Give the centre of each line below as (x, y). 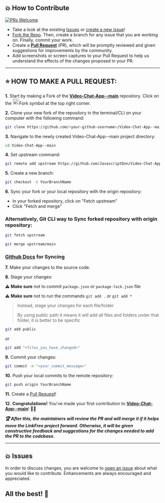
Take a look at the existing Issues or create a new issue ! (69, 30)
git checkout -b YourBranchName (38, 182)
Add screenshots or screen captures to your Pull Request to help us (81, 56)
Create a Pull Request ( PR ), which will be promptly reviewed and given (84, 45)
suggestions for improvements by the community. (62, 50)
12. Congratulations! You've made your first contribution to (65, 403)
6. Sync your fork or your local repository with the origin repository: (73, 192)
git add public (21, 329)
